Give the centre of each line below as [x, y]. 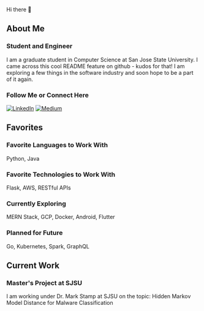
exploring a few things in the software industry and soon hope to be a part [100, 72]
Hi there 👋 [19, 10]
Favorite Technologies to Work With [61, 174]
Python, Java [23, 158]
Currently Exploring [36, 204]
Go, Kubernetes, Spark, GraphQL [48, 246]
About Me [25, 29]
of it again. [20, 79]
